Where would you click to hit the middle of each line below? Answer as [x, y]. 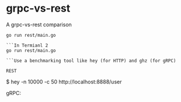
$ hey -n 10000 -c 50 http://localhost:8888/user [64, 82]
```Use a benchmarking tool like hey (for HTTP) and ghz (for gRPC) [91, 61]
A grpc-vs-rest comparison [39, 24]
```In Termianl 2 [27, 45]
